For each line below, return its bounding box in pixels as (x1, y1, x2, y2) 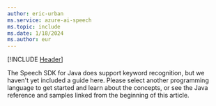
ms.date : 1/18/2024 (7, 29, 64, 37)
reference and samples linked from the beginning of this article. (7, 91, 190, 100)
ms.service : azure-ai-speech (7, 17, 92, 24)
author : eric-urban (7, 10, 64, 17)
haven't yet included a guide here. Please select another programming (7, 76, 209, 84)
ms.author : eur (7, 36, 52, 43)
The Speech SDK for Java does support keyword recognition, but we (7, 69, 205, 77)
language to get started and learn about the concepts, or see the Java (7, 84, 208, 92)
